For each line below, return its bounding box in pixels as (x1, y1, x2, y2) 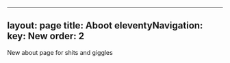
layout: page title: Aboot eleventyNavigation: (7, 20, 203, 31)
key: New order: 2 (7, 30, 84, 42)
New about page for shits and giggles (7, 48, 113, 56)
